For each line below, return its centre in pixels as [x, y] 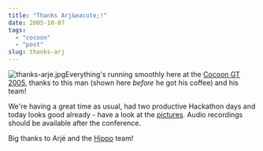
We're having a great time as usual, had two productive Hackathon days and [132, 106]
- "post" [30, 45]
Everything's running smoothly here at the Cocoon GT [153, 74]
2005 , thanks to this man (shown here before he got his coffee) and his [123, 83]
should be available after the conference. [75, 123]
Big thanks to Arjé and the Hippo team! [71, 138]
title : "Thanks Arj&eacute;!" [58, 15]
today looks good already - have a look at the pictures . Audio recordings [126, 114]
